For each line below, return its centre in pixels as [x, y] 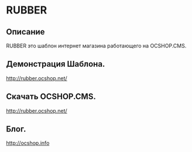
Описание [25, 32]
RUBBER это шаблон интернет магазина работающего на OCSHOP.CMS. [96, 46]
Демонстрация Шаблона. [56, 64]
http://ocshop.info [28, 143]
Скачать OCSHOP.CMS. [51, 97]
